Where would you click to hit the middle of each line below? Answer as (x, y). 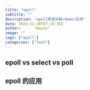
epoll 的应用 (24, 81)
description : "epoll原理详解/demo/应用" (45, 19)
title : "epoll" (21, 10)
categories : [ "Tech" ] (28, 42)
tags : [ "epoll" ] (22, 38)
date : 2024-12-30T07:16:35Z (34, 24)
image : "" (15, 33)
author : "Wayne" (28, 28)
